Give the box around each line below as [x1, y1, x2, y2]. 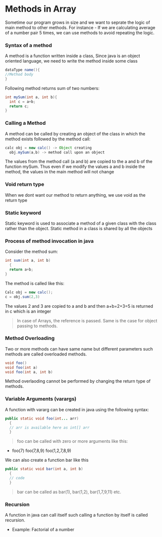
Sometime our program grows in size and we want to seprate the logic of [5, 19, 150, 25]
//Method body [5, 72, 34, 77]
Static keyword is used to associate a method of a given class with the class [5, 220, 157, 226]
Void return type [5, 181, 44, 188]
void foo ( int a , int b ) [5, 369, 53, 374]
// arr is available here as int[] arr [9, 425, 90, 430]
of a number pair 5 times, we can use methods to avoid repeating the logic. [5, 30, 155, 35]
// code [9, 476, 25, 481]
